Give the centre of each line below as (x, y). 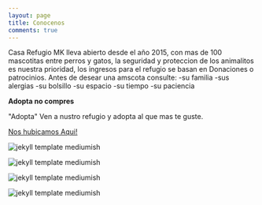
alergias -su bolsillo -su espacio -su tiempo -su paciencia (101, 86)
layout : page (30, 15)
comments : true (33, 30)
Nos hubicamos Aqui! (43, 132)
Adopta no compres (41, 101)
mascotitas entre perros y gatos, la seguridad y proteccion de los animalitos (131, 61)
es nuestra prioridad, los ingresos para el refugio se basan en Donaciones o (131, 69)
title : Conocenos (37, 23)
